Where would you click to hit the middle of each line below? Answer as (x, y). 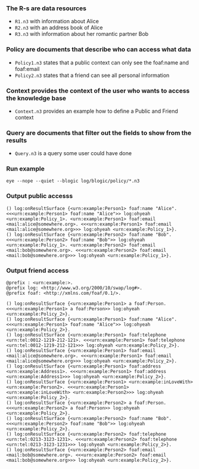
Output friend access (38, 270)
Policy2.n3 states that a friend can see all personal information (92, 75)
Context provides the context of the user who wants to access (98, 91)
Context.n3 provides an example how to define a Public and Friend (97, 111)
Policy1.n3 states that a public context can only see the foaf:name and (102, 62)
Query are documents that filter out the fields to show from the (99, 132)
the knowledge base (36, 98)
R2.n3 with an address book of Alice (59, 27)
